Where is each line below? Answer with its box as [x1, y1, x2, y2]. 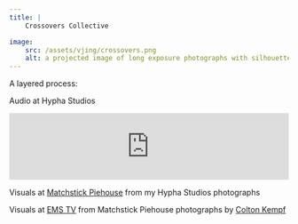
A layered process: [9, 78, 78, 89]
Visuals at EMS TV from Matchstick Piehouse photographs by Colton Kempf [9, 204, 286, 215]
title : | [9, 12, 42, 22]
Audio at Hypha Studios [9, 95, 96, 107]
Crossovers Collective [25, 21, 109, 30]
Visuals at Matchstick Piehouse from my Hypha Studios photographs [9, 188, 261, 198]
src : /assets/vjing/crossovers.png [25, 45, 157, 54]
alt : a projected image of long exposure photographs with [25, 54, 248, 63]
